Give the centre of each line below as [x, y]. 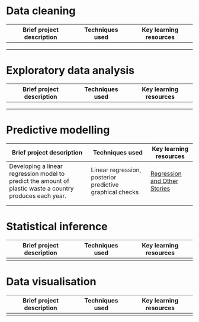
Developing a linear [36, 166]
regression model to [37, 173]
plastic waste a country [41, 188]
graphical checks [115, 192]
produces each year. [38, 195]
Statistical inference [57, 227]
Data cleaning [41, 11]
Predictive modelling [58, 130]
